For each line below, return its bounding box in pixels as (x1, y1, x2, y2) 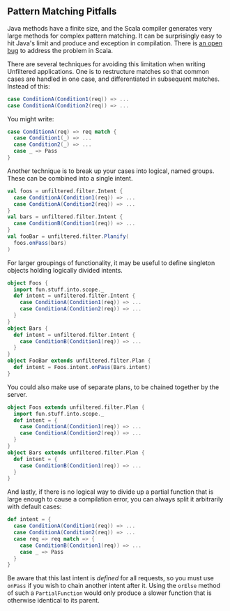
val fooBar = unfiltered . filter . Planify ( (7, 233, 130, 240)
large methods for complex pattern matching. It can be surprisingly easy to (7, 31, 222, 40)
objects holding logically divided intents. (7, 266, 123, 274)
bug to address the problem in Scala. (7, 46, 114, 54)
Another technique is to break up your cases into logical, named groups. (7, 167, 215, 175)
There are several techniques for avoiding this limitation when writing (7, 59, 206, 68)
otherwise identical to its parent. (7, 596, 100, 605)
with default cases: (7, 502, 62, 511)
